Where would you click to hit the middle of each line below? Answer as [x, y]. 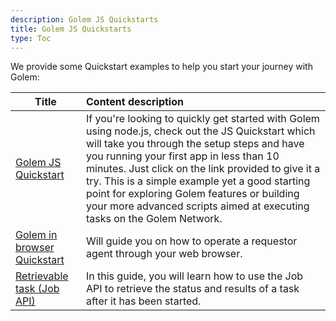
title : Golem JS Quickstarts [71, 29]
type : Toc [31, 38]
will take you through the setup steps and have [195, 144]
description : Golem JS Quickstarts [84, 19]
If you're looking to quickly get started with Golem [203, 119]
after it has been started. [144, 301]
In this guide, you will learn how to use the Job [195, 276]
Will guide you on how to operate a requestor [192, 241]
